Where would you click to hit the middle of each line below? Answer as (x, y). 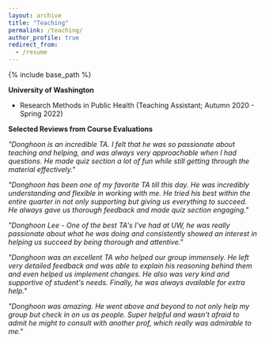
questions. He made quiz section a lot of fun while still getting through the (129, 161)
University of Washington (51, 90)
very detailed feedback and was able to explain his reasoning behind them (131, 266)
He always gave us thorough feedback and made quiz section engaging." (129, 210)
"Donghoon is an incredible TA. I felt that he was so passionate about (122, 144)
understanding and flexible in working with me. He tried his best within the (129, 193)
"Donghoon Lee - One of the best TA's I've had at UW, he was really (119, 225)
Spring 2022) (41, 114)
